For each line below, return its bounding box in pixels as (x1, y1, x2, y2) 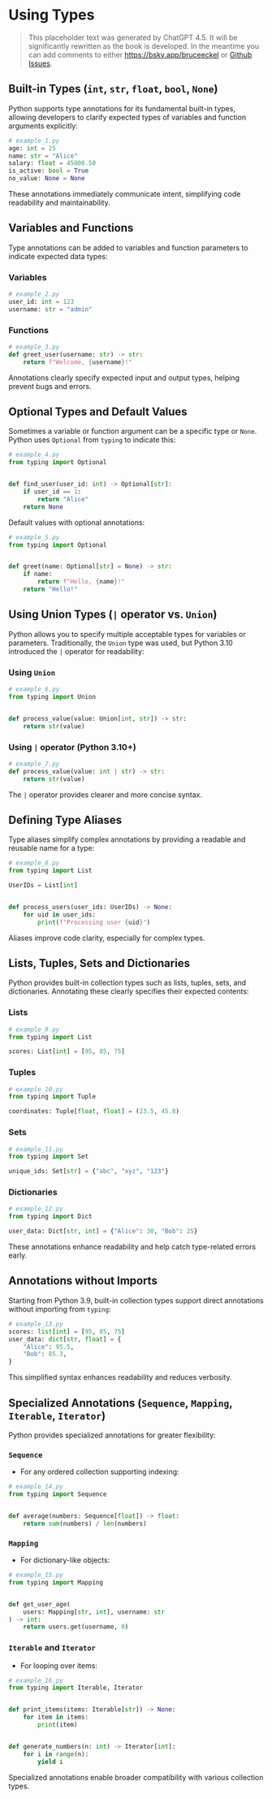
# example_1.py (8, 137, 60, 145)
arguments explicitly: (8, 120, 79, 131)
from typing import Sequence (8, 1490, 107, 1498)
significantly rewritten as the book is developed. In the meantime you (28, 41, 260, 50)
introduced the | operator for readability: (8, 646, 145, 656)
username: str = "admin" (8, 305, 93, 314)
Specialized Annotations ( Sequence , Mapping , (8, 1396, 233, 1410)
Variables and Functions (8, 221, 134, 235)
